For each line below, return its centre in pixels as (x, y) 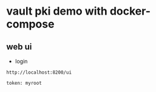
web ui (19, 47)
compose (30, 24)
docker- (130, 11)
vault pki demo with (57, 11)
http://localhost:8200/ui (39, 73)
